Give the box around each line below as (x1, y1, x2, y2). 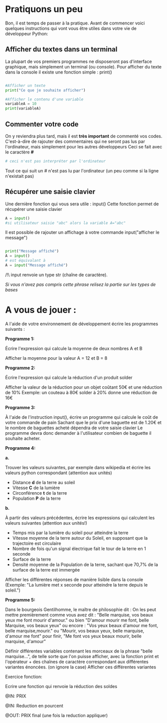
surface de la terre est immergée (12, 567, 80, 573)
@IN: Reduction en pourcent (5, 703, 63, 709)
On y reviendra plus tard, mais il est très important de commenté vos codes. (5, 133, 163, 139)
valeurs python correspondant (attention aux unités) (5, 470, 112, 476)
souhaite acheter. (5, 435, 41, 441)
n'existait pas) (5, 173, 34, 179)
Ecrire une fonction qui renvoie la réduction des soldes (5, 683, 118, 689)
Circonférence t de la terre (12, 490, 67, 496)
